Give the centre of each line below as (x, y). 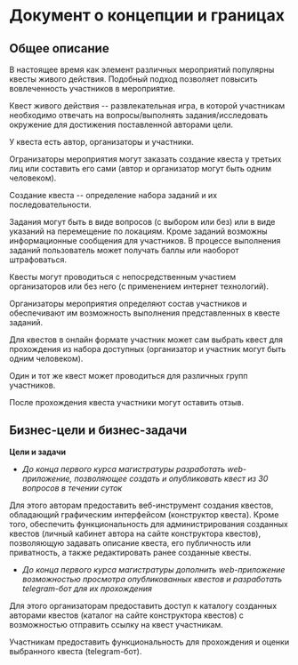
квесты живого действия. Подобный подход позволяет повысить (133, 79)
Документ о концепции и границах (147, 16)
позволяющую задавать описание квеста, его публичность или (130, 542)
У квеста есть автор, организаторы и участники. (101, 142)
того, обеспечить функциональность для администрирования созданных (149, 524)
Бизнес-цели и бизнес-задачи (98, 431)
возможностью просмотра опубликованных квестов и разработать (152, 579)
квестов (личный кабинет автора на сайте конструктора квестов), (135, 533)
